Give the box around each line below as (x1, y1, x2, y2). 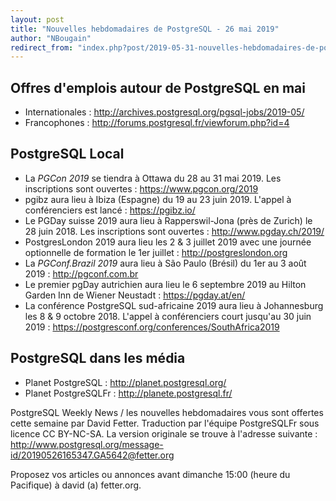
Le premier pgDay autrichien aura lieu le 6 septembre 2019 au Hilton (24, 278, 307, 290)
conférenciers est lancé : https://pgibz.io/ (24, 204, 196, 216)
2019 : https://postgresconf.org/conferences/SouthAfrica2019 (24, 321, 280, 333)
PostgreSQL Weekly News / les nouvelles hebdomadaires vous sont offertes (10, 406, 324, 418)
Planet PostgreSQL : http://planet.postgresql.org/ (24, 376, 227, 388)
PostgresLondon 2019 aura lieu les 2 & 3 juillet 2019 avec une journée (24, 236, 312, 248)
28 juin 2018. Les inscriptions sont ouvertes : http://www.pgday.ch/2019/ (24, 225, 325, 237)
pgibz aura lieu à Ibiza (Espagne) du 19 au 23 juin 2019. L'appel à (24, 193, 292, 205)
